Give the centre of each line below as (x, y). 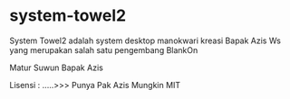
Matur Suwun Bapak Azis (57, 67)
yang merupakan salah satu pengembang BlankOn (104, 49)
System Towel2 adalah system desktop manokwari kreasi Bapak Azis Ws (145, 40)
